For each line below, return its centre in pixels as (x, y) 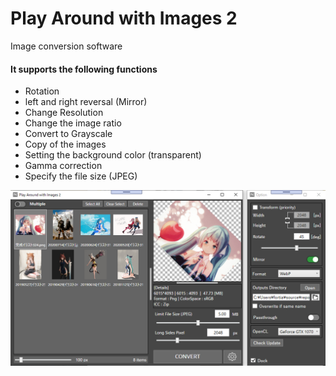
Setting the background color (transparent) (113, 155)
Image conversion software (66, 46)
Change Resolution (64, 113)
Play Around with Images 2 (124, 18)
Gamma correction (63, 166)
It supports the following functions (84, 69)
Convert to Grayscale (68, 134)
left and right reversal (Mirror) (86, 102)
